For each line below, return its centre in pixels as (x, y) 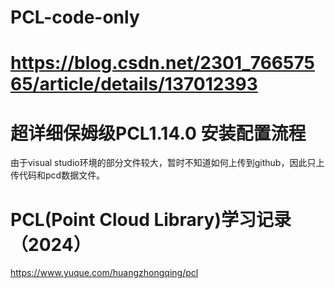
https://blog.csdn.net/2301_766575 (162, 63)
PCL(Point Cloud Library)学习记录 (151, 219)
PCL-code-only (75, 17)
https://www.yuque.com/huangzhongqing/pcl (104, 273)
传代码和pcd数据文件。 (58, 175)
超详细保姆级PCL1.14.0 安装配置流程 (158, 133)
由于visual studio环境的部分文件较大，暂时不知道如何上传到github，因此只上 (167, 163)
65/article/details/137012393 (134, 84)
